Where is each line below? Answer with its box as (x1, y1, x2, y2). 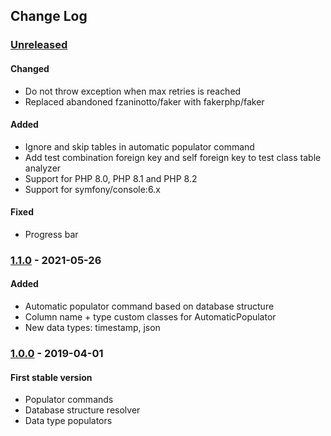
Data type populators (24, 415, 113, 427)
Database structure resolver (24, 404, 141, 416)
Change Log (10, 8, 88, 25)
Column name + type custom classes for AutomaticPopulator (24, 311, 277, 323)
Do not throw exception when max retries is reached (24, 85, 242, 97)
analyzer (24, 162, 62, 174)
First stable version (10, 371, 93, 383)
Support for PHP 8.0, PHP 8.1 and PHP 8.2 (24, 172, 198, 184)
